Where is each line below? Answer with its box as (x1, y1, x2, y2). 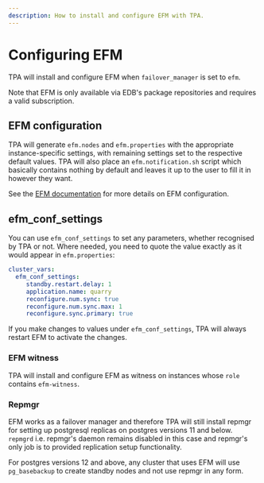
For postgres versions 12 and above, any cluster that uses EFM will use (8, 458, 240, 467)
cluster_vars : (8, 265, 56, 274)
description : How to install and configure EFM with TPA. (8, 11, 204, 20)
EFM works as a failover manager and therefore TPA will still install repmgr (8, 416, 252, 426)
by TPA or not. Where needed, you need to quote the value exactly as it (8, 241, 243, 251)
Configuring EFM (8, 45, 123, 64)
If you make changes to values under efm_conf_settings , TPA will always (8, 324, 247, 334)
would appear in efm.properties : (8, 250, 115, 260)
